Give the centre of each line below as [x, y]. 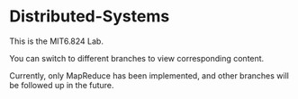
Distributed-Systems [90, 16]
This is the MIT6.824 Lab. [56, 41]
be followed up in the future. [62, 85]
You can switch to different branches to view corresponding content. [137, 58]
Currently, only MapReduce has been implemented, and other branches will [149, 75]
